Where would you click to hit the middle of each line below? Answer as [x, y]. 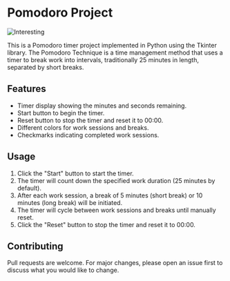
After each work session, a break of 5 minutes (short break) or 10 [110, 195]
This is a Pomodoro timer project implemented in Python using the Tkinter [112, 45]
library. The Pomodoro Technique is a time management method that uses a [115, 52]
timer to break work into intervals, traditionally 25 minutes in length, [103, 59]
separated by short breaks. [46, 67]
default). [29, 188]
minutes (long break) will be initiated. [70, 202]
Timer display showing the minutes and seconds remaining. [102, 106]
